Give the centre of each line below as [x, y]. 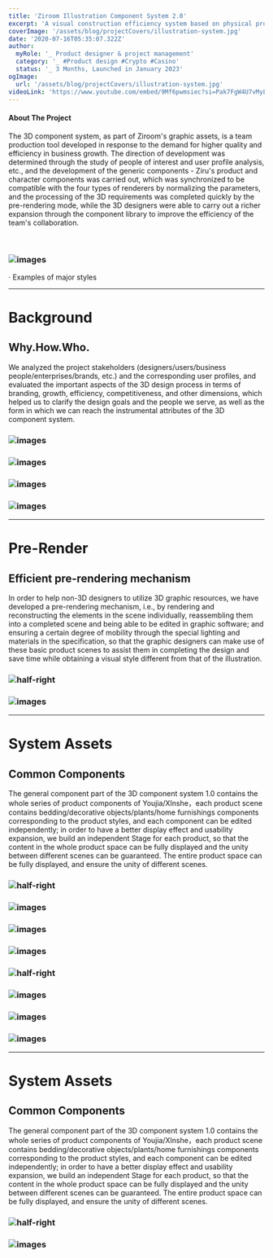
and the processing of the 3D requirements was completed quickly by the [131, 196]
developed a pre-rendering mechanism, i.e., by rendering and [112, 606]
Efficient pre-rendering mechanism [100, 578]
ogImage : [23, 77]
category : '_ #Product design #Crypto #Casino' [98, 62]
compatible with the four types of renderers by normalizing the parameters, [135, 187]
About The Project [40, 117]
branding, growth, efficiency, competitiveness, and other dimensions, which [135, 393]
